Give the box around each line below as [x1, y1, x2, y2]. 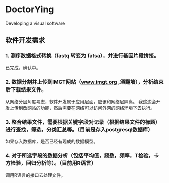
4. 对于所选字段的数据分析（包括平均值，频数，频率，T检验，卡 [5, 152, 159, 159]
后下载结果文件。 [5, 86, 47, 93]
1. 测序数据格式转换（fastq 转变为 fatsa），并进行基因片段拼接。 [5, 52, 159, 59]
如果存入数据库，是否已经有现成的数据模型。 [5, 138, 98, 144]
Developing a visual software [5, 20, 65, 26]
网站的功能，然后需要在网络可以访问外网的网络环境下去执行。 [27, 105, 155, 111]
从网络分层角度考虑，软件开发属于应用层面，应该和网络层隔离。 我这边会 [5, 98, 156, 104]
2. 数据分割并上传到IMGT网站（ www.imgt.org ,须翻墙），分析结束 [5, 78, 164, 85]
